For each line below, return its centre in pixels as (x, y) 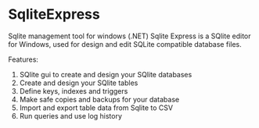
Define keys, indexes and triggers (74, 91)
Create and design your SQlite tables (79, 83)
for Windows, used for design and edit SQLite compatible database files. (125, 44)
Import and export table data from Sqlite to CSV (96, 108)
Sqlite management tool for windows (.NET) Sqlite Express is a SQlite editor (130, 36)
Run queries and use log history (71, 116)
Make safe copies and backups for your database (99, 99)
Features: (23, 59)
